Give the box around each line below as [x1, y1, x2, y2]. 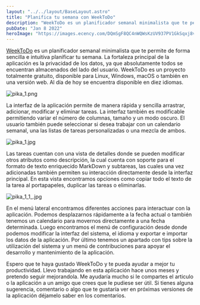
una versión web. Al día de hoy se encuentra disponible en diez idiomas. [6, 78, 183, 86]
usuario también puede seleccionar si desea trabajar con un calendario [6, 121, 181, 128]
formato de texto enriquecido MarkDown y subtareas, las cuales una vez [6, 163, 185, 170]
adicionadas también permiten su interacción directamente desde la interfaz [6, 169, 193, 176]
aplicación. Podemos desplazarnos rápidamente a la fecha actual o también [6, 211, 192, 218]
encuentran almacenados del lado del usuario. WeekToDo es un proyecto [6, 66, 186, 73]
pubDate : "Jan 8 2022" [6, 25, 62, 32]
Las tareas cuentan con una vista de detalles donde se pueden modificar [6, 150, 185, 158]
